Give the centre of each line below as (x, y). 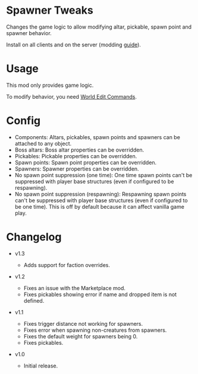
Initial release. (41, 366)
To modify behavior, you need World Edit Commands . (71, 96)
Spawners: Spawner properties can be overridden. (77, 169)
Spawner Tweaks (50, 10)
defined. (34, 300)
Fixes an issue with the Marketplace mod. (75, 288)
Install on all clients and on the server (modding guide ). (74, 45)
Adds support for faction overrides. (67, 265)
